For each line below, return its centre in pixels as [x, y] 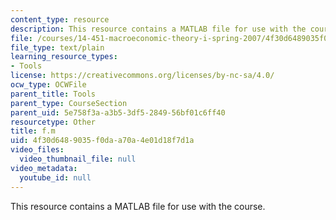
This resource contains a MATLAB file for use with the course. [138, 206]
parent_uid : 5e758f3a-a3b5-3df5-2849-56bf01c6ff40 [118, 112]
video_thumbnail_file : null [78, 159]
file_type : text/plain [57, 47]
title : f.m [33, 131]
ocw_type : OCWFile [48, 85]
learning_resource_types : [64, 57]
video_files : [37, 150]
